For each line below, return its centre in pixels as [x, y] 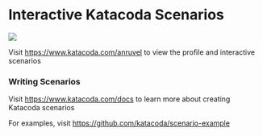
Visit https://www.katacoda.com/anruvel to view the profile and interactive [132, 52]
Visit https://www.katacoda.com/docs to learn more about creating [119, 99]
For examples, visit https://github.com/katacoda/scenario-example [119, 123]
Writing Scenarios [44, 81]
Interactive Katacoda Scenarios [116, 15]
